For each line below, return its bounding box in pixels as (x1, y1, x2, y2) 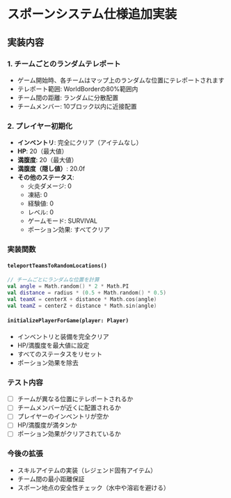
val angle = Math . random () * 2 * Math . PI (7, 283, 129, 290)
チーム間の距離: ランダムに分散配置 (17, 93, 119, 102)
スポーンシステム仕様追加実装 (7, 6, 177, 22)
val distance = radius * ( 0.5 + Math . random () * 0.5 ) (7, 290, 167, 297)
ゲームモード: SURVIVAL (27, 217, 98, 225)
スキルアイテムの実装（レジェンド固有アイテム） (17, 466, 157, 474)
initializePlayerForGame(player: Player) (7, 318, 129, 325)
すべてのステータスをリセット (17, 350, 103, 358)
